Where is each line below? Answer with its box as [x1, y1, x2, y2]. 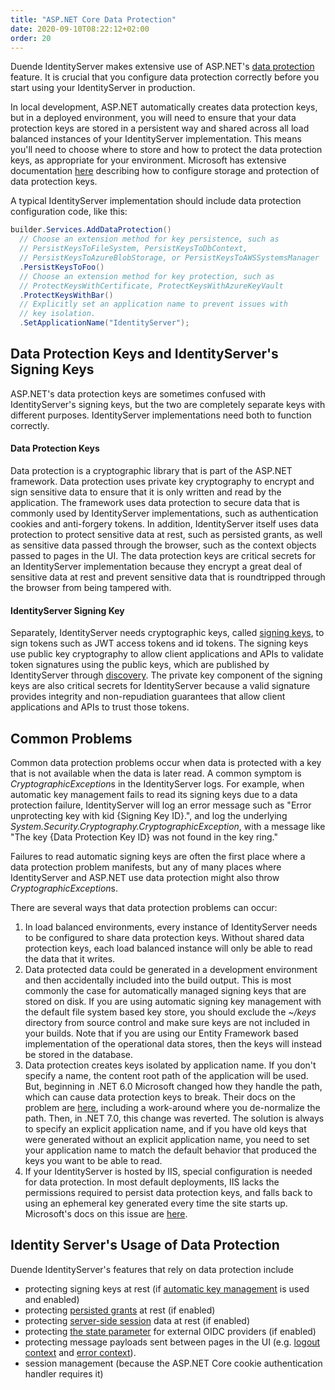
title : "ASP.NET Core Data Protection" [10, 14, 177, 25]
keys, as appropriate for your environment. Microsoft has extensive [10, 154, 287, 166]
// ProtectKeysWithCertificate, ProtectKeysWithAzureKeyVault [19, 281, 284, 291]
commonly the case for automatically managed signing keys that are [24, 985, 307, 997]
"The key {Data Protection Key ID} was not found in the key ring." [10, 831, 278, 843]
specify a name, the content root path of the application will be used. [24, 1070, 309, 1082]
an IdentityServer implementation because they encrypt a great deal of [10, 561, 303, 573]
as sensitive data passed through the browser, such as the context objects [10, 539, 317, 551]
